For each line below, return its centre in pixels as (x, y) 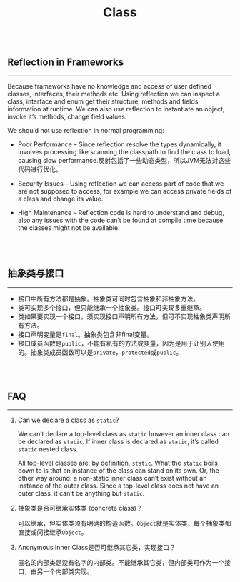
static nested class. (48, 449)
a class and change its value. (60, 199)
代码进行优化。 (40, 169)
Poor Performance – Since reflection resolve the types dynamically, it (119, 144)
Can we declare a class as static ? (68, 420)
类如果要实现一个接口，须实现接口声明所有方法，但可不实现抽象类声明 (121, 316)
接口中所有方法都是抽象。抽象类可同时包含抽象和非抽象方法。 (109, 298)
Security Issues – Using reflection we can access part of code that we (121, 184)
